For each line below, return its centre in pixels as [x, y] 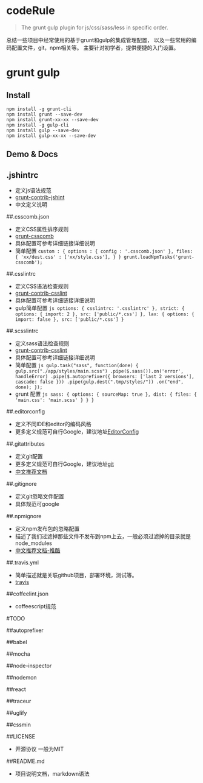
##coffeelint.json [27, 594]
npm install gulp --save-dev [43, 130]
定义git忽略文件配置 [40, 496]
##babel [17, 642]
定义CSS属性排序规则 [42, 230]
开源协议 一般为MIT [39, 749]
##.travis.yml [23, 563]
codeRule [31, 11]
